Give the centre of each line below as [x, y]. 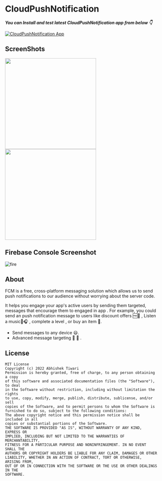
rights [12, 394]
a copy [12, 377]
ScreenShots [25, 49]
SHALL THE [15, 449]
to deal [13, 386]
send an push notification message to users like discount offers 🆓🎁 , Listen [81, 316]
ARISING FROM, [19, 462]
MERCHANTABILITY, [23, 441]
